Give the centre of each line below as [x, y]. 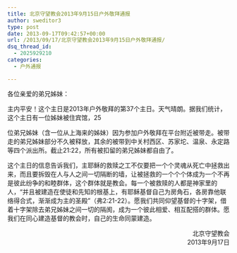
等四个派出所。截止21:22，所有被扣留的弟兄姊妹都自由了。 [92, 150]
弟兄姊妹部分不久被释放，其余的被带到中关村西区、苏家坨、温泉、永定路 [124, 141]
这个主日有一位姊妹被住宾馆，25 [54, 117]
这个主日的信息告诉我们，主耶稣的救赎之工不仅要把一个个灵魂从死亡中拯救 [115, 165]
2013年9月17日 [208, 242]
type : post [23, 27]
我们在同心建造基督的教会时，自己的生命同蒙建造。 [81, 218]
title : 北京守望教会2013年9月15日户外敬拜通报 [69, 14]
